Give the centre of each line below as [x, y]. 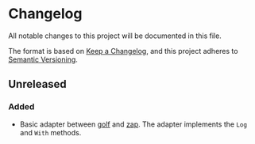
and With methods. [50, 132]
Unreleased [38, 84]
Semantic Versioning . [43, 59]
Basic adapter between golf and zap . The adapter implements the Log [133, 124]
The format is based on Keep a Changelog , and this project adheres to [123, 51]
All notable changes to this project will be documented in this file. [115, 36]
